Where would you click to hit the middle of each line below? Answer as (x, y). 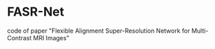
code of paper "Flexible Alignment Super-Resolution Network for (99, 31)
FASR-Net (36, 12)
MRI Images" (52, 37)
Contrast (20, 37)
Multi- (200, 31)
